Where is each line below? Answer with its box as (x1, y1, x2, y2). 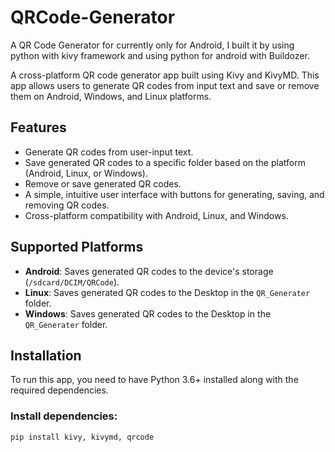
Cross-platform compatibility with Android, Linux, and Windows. (24, 209, 289, 221)
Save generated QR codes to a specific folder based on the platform (24, 156, 306, 168)
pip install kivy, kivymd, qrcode (10, 432, 155, 442)
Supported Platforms (10, 239, 144, 256)
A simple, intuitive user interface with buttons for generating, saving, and (24, 188, 325, 200)
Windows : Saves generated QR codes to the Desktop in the (24, 307, 272, 320)
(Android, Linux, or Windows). (24, 167, 149, 179)
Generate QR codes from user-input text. (24, 146, 194, 158)
